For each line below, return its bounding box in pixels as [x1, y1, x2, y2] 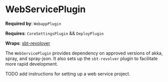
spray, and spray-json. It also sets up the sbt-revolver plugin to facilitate [5, 55, 158, 62]
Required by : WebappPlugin [5, 20, 62, 26]
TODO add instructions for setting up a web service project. [5, 70, 131, 77]
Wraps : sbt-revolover [5, 40, 50, 46]
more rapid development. [5, 61, 59, 67]
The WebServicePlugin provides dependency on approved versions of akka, [5, 50, 163, 56]
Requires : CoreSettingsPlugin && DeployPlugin [5, 30, 104, 36]
